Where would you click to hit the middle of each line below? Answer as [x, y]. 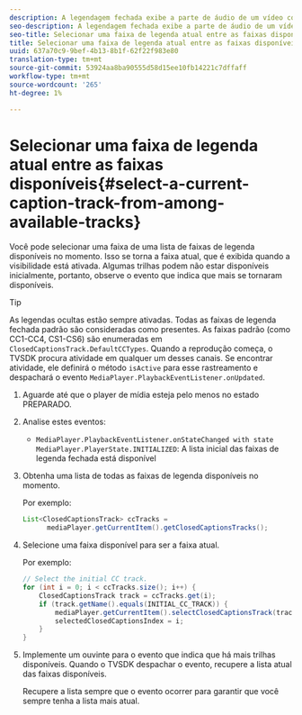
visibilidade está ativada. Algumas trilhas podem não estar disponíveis [139, 266]
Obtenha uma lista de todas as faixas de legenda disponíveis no [140, 476]
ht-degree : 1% [36, 93]
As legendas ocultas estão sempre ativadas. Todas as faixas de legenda [143, 320]
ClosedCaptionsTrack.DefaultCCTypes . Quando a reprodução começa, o [141, 348]
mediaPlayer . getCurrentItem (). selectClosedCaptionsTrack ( [166, 612]
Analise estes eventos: [64, 422]
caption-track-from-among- [117, 203]
